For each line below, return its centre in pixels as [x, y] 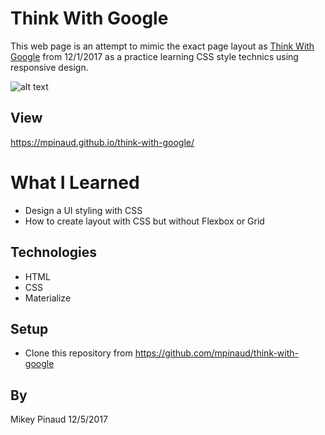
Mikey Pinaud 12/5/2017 [59, 419]
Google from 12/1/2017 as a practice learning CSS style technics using [154, 56]
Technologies [54, 252]
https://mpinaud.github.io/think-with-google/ [102, 142]
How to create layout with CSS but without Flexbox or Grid [144, 221]
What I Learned [75, 182]
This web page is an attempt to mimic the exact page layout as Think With [162, 46]
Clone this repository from [78, 353]
